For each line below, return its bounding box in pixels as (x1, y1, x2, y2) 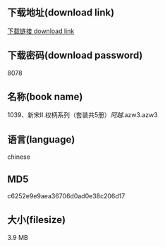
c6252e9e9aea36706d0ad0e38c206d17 (7, 192, 126, 200)
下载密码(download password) (7, 49, 143, 61)
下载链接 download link (7, 27, 75, 35)
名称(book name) (7, 91, 83, 103)
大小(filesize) (7, 214, 66, 226)
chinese (7, 152, 30, 161)
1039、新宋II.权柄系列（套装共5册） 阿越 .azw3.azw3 (7, 111, 158, 119)
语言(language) (7, 133, 75, 145)
